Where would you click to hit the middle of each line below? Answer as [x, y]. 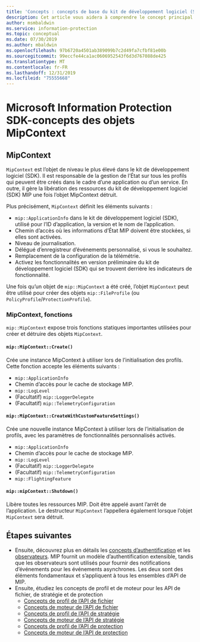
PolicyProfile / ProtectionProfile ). [49, 300]
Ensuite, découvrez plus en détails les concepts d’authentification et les [103, 550]
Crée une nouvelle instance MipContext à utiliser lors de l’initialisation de [95, 429]
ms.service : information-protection [51, 28]
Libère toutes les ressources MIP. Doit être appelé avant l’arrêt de [86, 504]
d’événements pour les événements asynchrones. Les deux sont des [99, 569]
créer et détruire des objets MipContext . [54, 334]
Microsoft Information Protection [89, 108]
